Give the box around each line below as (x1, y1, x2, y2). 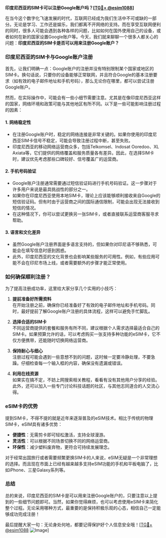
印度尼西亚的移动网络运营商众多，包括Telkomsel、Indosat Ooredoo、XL (12, 143, 160, 150)
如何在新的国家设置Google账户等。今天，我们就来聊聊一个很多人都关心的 (9, 34, 159, 40)
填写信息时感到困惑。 (25, 247, 69, 253)
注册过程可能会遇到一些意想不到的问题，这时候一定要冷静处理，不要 (12, 354, 151, 360)
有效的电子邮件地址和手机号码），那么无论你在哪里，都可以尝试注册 (18, 78, 155, 84)
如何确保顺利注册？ (5, 273, 51, 280)
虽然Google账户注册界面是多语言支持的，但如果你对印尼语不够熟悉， (12, 241, 153, 247)
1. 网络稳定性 (5, 119, 31, 125)
